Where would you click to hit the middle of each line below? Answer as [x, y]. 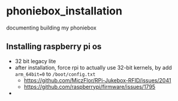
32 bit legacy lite [35, 61]
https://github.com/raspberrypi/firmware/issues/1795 [90, 87]
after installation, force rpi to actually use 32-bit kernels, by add [93, 67]
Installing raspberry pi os [54, 47]
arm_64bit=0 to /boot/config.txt [55, 74]
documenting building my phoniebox [52, 28]
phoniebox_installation [64, 11]
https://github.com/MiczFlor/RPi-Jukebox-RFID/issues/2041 [97, 80]
